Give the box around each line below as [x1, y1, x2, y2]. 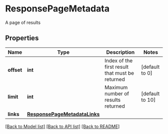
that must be [104, 69, 134, 76]
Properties [5, 34, 39, 42]
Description [106, 48, 135, 55]
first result [104, 63, 129, 70]
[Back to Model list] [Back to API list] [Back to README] [5, 123, 120, 130]
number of [104, 90, 129, 97]
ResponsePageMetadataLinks [26, 111, 100, 118]
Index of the [104, 57, 133, 64]
